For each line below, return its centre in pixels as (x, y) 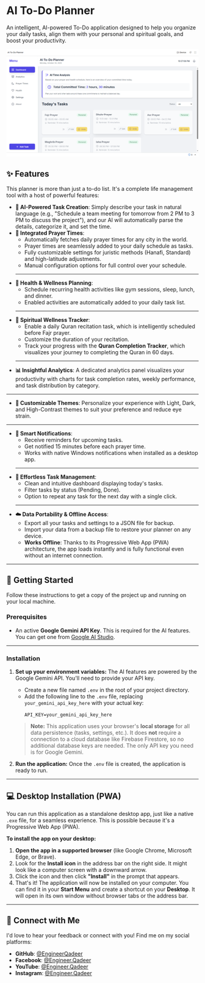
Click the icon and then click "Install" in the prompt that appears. (97, 876)
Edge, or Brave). (35, 857)
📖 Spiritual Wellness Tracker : (52, 320)
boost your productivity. (36, 40)
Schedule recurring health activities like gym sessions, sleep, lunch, (110, 289)
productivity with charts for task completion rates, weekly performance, (105, 379)
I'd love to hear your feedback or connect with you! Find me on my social (98, 935)
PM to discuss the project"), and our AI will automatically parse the (99, 220)
